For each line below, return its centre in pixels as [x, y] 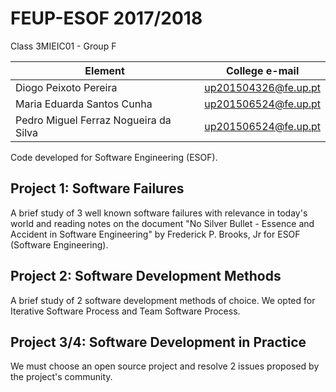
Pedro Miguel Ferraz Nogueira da [93, 120]
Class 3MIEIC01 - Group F [63, 46]
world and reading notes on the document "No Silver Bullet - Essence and [162, 223]
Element [104, 70]
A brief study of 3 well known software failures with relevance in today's [159, 213]
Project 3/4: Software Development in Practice [158, 342]
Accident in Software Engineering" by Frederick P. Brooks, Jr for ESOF [155, 234]
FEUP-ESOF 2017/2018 [106, 18]
